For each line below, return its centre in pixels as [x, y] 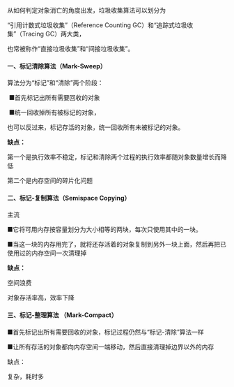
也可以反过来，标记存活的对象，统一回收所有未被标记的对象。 [96, 127]
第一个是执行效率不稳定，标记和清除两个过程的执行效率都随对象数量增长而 [114, 157]
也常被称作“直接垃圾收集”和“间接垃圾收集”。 [71, 49]
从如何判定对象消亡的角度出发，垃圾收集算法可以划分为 [86, 10]
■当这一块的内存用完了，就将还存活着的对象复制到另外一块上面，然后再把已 [117, 244]
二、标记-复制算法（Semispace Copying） [69, 198]
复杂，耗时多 [25, 377]
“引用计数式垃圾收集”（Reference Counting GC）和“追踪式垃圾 [97, 25]
